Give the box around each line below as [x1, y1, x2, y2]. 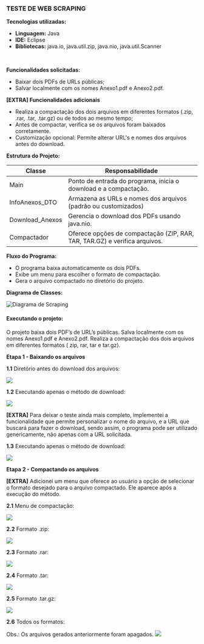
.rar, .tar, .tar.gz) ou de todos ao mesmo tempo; [15, 114, 134, 122]
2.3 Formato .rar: [6, 549, 49, 556]
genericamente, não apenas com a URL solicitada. [6, 431, 132, 438]
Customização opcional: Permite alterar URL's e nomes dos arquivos [15, 134, 187, 141]
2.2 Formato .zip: [6, 525, 50, 533]
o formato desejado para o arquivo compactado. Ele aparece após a [6, 483, 177, 491]
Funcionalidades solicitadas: [6, 66, 81, 74]
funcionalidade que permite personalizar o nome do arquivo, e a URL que [6, 418, 189, 425]
